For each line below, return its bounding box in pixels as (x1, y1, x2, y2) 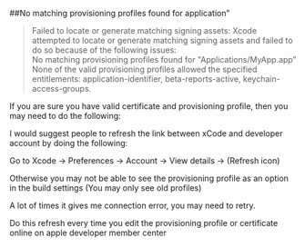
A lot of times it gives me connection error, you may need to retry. (9, 200, 256, 211)
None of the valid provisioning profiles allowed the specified (31, 64, 258, 74)
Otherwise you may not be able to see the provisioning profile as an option (9, 173, 290, 183)
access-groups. (31, 84, 92, 94)
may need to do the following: (9, 111, 121, 121)
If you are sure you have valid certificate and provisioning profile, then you (9, 101, 289, 112)
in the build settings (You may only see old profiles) (9, 183, 202, 193)
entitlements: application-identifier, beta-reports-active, (31, 74, 241, 84)
